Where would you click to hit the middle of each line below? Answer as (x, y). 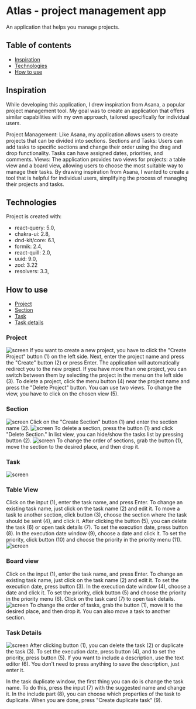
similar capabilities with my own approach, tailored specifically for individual (98, 117)
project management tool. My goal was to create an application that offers (95, 111)
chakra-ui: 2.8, (32, 234)
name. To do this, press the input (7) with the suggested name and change (96, 687)
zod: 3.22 (26, 265)
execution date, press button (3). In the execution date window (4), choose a (98, 586)
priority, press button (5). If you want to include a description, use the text (95, 658)
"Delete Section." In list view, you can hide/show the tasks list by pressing (95, 434)
